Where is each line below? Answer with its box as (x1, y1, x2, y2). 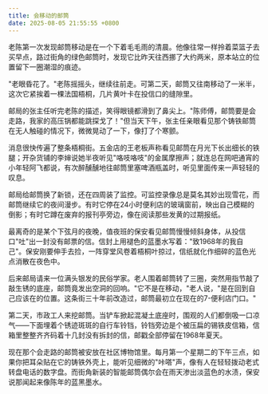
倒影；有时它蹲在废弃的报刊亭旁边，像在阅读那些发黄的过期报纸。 (8, 209, 225, 219)
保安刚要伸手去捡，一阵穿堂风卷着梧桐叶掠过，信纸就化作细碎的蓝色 (25, 246, 250, 256)
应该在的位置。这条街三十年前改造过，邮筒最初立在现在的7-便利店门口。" (14, 293, 257, 303)
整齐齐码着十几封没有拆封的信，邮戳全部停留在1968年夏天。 (29, 330, 227, 340)
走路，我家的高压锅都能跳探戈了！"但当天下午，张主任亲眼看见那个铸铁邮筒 (8, 116, 257, 125)
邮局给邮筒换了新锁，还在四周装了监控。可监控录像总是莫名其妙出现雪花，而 (8, 189, 260, 199)
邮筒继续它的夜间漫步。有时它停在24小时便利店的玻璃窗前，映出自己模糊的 (8, 199, 255, 209)
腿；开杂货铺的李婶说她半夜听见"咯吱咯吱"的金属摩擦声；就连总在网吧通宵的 (8, 152, 260, 162)
